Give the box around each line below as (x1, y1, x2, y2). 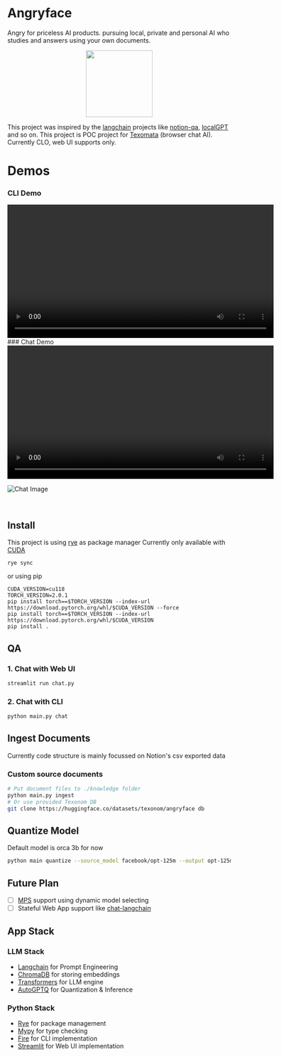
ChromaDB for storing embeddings (17, 970, 121, 979)
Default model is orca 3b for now (7, 844, 104, 852)
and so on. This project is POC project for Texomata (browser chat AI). (7, 130, 213, 139)
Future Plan (7, 877, 59, 889)
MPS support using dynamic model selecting (17, 896, 149, 905)
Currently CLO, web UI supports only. (7, 137, 116, 147)
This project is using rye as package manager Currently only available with (7, 538, 226, 547)
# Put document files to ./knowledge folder (7, 785, 141, 792)
